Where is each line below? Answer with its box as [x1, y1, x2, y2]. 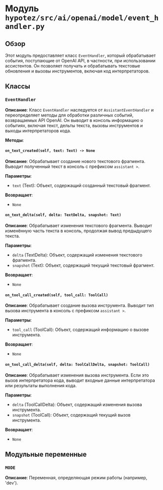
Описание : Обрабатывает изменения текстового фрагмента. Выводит [5, 223, 153, 229]
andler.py [5, 22, 45, 31]
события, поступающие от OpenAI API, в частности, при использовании [5, 58, 156, 64]
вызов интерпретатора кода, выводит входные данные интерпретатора [5, 377, 155, 383]
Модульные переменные [5, 450, 87, 458]
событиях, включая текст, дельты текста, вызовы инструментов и [5, 122, 143, 128]
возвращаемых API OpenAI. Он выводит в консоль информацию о [5, 117, 143, 123]
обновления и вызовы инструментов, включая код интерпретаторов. [5, 68, 150, 74]
